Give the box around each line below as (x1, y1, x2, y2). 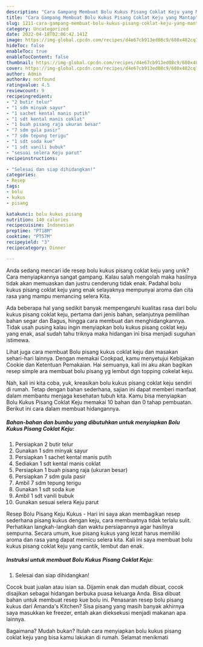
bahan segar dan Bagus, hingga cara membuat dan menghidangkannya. (6, 317, 186, 324)
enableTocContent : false (6, 54, 69, 60)
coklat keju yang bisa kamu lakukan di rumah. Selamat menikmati (6, 634, 169, 641)
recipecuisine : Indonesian (6, 222, 74, 228)
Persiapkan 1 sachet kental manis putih (14, 453, 112, 460)
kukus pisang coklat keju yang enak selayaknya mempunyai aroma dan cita (6, 286, 193, 293)
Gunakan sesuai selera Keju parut (14, 498, 99, 506)
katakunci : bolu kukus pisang (6, 211, 83, 217)
